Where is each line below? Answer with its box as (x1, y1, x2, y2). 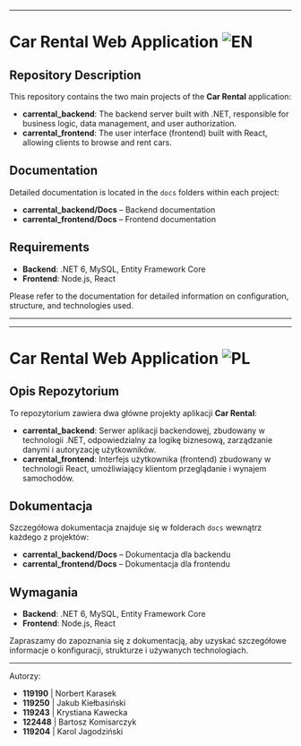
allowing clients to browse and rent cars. (21, 137, 173, 148)
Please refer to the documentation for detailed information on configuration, (9, 291, 289, 301)
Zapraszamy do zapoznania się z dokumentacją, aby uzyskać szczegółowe (9, 636, 287, 646)
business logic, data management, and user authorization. (21, 118, 237, 128)
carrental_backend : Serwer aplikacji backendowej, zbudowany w (21, 425, 266, 436)
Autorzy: (9, 671, 41, 681)
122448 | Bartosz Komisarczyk (21, 716, 137, 727)
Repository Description (9, 67, 142, 82)
